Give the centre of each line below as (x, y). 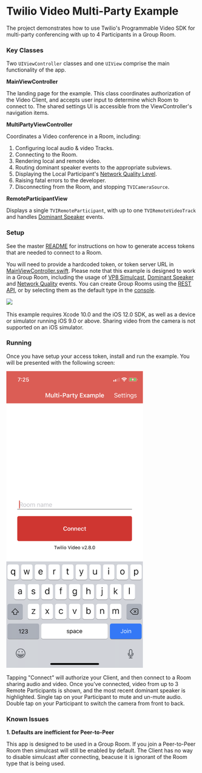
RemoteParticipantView (37, 199)
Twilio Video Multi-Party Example (93, 11)
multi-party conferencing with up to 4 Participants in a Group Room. (91, 34)
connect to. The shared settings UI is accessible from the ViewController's (99, 106)
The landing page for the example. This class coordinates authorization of (99, 94)
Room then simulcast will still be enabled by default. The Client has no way (99, 751)
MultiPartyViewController (39, 125)
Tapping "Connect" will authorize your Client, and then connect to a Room (99, 677)
